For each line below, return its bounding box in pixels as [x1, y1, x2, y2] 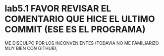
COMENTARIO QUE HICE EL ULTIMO [4, 13, 155, 25]
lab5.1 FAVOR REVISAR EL [4, 3, 111, 14]
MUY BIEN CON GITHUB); [4, 45, 58, 51]
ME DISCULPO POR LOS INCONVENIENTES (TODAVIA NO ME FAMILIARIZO [4, 40, 159, 46]
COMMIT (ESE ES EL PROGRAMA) [4, 24, 146, 35]
